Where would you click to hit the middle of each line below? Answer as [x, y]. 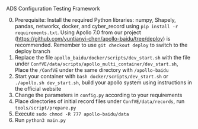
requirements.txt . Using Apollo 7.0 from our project [78, 32]
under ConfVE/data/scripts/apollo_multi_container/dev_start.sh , [97, 64]
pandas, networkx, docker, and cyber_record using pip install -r [96, 26]
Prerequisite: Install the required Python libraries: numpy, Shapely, [95, 20]
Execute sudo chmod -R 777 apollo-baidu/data [72, 114]
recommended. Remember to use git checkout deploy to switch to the [101, 45]
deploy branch [32, 51]
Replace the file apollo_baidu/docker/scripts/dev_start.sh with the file [103, 57]
